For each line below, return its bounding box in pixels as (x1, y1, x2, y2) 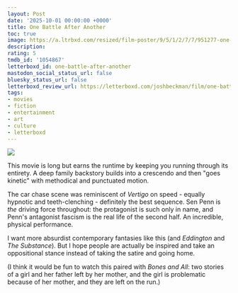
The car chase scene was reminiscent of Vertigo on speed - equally (7, 190, 205, 199)
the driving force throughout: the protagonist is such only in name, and (7, 205, 214, 214)
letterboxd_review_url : (7, 83, 78, 90)
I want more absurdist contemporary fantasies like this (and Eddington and (7, 234, 225, 243)
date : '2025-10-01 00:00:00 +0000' (7, 17, 113, 24)
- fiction (7, 103, 37, 110)
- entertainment (7, 109, 55, 116)
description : (7, 43, 46, 50)
